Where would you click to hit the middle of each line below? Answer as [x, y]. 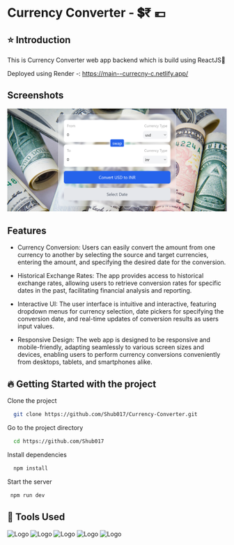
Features [27, 230]
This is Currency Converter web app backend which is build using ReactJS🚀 [116, 60]
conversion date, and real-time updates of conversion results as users [118, 319]
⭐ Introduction [39, 40]
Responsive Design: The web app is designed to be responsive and [114, 340]
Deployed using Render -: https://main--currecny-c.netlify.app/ [98, 74]
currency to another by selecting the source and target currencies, [113, 255]
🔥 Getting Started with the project [82, 384]
